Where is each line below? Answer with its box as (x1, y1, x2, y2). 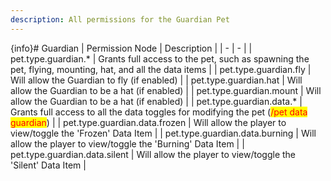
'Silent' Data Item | (10, 159, 87, 171)
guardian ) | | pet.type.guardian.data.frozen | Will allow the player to (10, 116, 287, 128)
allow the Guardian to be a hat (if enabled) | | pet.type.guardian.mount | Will (10, 84, 322, 96)
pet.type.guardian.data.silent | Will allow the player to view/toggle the (10, 148, 297, 160)
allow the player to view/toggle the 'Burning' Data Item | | (10, 137, 245, 150)
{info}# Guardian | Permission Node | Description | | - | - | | (10, 42, 253, 54)
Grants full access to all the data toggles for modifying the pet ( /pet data (10, 106, 308, 118)
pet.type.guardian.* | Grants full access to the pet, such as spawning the (10, 52, 310, 65)
